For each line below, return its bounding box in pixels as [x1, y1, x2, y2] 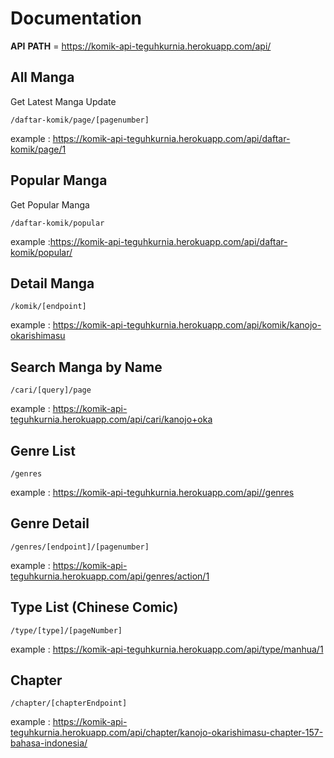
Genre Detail [10, 515, 90, 532]
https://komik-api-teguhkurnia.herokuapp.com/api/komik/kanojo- [52, 319, 322, 331]
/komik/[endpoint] [10, 302, 87, 312]
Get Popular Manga [10, 198, 90, 211]
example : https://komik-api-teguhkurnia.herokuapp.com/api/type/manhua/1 [10, 643, 324, 655]
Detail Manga [10, 275, 95, 292]
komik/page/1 [10, 143, 67, 155]
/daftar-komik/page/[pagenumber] [10, 115, 150, 125]
